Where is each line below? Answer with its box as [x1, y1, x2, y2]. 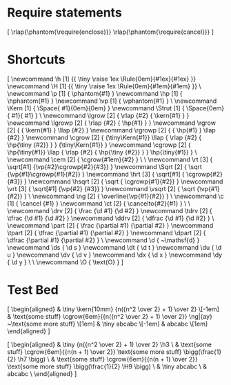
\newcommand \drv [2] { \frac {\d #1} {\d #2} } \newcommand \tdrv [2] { [7, 206, 212, 215]
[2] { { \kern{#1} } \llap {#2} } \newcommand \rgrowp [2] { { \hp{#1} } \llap [7, 126, 216, 134]
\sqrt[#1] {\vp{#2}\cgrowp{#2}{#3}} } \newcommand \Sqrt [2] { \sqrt [7, 162, 202, 170]
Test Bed [7, 282, 59, 298]
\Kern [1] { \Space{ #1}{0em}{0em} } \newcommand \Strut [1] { [7, 103, 185, 112]
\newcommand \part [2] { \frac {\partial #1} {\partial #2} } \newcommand [7, 221, 214, 229]
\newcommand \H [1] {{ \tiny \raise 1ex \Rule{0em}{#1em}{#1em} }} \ [7, 81, 201, 90]
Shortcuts [7, 52, 66, 68]
